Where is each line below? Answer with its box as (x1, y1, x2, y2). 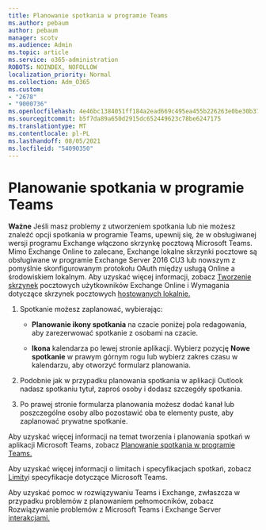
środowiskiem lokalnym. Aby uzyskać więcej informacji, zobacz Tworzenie (8, 272, 252, 282)
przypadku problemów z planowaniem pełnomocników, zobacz (8, 497, 214, 506)
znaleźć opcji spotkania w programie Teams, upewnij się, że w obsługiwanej (8, 230, 257, 240)
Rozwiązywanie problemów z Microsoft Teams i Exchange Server (8, 505, 222, 514)
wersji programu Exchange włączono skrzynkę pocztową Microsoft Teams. (8, 239, 253, 248)
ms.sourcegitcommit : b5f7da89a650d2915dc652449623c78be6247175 (8, 115, 222, 123)
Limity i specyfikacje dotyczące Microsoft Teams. (8, 473, 168, 482)
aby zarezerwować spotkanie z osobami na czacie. (31, 328, 199, 338)
